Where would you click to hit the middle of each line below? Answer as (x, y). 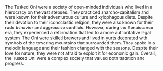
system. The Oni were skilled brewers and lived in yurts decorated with (76, 38)
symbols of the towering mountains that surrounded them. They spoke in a (80, 43)
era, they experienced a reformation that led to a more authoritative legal (78, 33)
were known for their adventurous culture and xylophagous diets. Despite (79, 17)
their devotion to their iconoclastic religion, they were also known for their (79, 22)
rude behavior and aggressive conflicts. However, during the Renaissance (79, 28)
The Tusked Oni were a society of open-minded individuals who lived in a (79, 7)
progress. (15, 63)
